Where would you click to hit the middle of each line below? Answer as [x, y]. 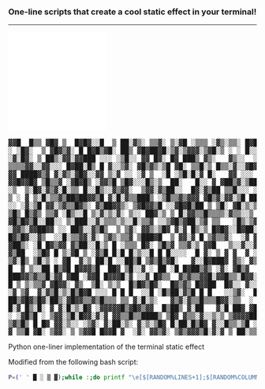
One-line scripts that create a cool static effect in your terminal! [132, 12]
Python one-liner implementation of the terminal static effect [106, 347]
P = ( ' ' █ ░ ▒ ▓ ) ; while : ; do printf [67, 378]
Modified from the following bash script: [73, 362]
